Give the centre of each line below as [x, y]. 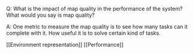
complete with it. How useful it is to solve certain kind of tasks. [83, 33]
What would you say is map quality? [51, 15]
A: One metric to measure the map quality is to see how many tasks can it [97, 27]
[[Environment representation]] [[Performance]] [65, 45]
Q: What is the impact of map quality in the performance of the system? [94, 9]
